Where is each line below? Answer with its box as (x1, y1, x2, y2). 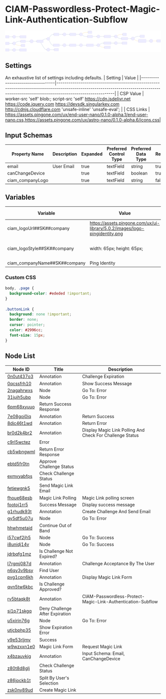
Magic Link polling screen (82, 495, 134, 501)
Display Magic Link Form (82, 574, 132, 581)
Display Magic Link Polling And (82, 427, 145, 433)
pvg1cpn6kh (7, 574, 34, 581)
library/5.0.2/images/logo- (89, 225, 145, 231)
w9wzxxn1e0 (7, 643, 36, 649)
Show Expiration (39, 625, 73, 631)
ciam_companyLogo (7, 177, 48, 183)
